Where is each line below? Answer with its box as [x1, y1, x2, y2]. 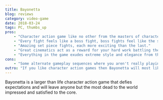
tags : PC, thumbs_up [5, 25, 47, 30]
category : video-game [5, 16, 49, 21]
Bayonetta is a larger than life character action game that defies [5, 79, 132, 85]
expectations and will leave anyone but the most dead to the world [5, 84, 138, 90]
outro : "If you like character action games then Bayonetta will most [5, 66, 151, 71]
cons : [5, 57, 16, 62]
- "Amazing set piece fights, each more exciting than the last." [14, 43, 151, 48]
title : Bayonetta [5, 7, 40, 12]
